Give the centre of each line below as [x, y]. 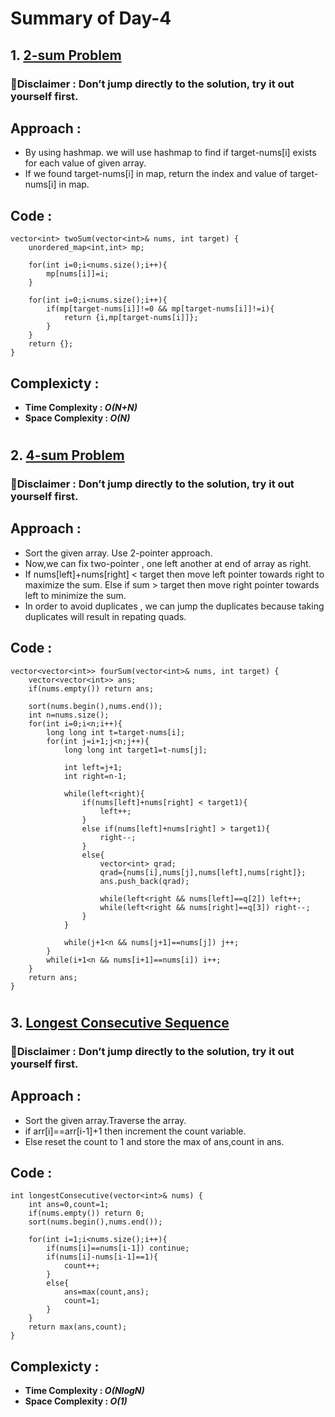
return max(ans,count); [78, 1327]
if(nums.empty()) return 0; [86, 1213]
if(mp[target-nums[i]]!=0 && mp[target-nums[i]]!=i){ [160, 309]
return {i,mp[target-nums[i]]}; [131, 318]
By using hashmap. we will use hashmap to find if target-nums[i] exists [170, 153]
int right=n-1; [95, 776]
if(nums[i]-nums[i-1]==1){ [102, 1257]
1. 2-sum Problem [66, 55]
